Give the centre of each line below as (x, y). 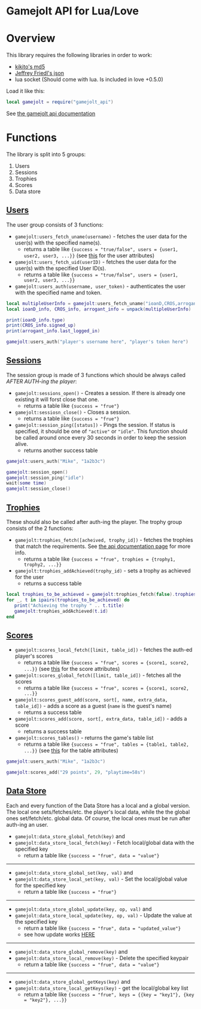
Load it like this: (25, 91)
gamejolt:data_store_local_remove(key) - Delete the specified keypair (102, 958)
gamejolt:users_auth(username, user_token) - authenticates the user (100, 286)
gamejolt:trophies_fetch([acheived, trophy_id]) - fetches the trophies (104, 540)
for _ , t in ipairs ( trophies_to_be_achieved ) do (68, 600)
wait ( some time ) (26, 483)
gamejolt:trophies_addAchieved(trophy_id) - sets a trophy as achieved (103, 570)
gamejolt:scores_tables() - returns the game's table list (84, 738)
